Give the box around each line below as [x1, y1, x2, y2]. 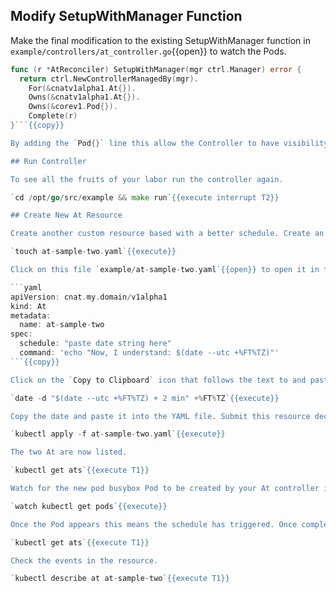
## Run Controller [10, 156, 87, 166]
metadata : [10, 310, 52, 321]
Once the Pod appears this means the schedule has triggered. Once [10, 519, 298, 529]
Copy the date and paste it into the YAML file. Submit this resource [10, 411, 311, 421]
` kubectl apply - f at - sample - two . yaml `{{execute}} [10, 429, 226, 439]
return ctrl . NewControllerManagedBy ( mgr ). [19, 74, 199, 84]
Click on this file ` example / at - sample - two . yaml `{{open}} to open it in [10, 265, 320, 275]
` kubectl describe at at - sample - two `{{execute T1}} [10, 574, 230, 584]
